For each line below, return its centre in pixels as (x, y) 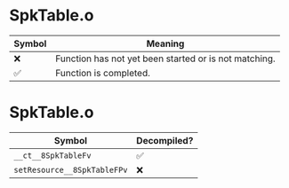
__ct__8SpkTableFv (52, 155)
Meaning (165, 43)
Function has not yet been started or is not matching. (165, 59)
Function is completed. (103, 73)
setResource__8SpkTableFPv (71, 170)
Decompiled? (165, 140)
